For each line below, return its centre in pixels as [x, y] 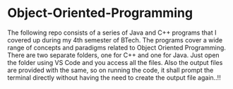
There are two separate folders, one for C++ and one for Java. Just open [114, 55]
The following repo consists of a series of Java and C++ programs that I [112, 32]
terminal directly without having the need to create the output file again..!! [114, 77]
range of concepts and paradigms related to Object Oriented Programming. [116, 47]
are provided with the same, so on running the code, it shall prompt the [110, 70]
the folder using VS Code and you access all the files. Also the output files [115, 62]
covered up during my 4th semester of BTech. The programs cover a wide [115, 40]
